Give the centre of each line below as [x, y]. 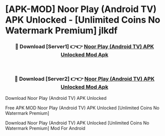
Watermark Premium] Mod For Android [45, 128]
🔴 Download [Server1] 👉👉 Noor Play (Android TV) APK [85, 47]
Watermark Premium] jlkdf [61, 31]
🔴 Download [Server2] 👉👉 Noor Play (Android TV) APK [85, 79]
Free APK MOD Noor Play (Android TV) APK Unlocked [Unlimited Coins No [82, 108]
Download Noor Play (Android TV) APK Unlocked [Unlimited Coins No [77, 123]
